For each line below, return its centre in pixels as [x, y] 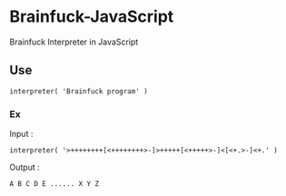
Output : [25, 167]
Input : [21, 134]
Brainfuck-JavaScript [92, 17]
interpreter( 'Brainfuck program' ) [79, 91]
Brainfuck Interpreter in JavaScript [74, 42]
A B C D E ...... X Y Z [54, 184]
